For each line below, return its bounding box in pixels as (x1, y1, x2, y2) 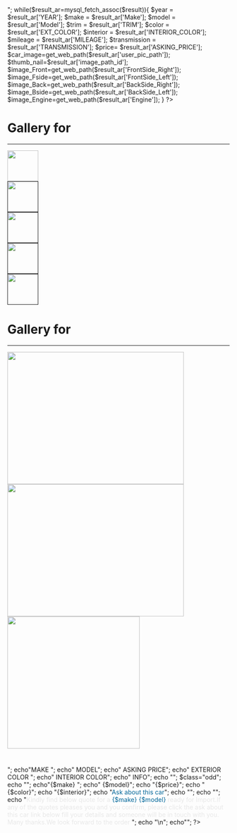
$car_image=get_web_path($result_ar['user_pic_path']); (7, 51, 171, 59)
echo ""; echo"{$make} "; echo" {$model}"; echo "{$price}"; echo (7, 781, 201, 789)
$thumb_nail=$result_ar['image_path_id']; (7, 58, 128, 66)
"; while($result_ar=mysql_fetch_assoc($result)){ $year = (7, 6, 174, 13)
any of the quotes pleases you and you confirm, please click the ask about (7, 803, 224, 812)
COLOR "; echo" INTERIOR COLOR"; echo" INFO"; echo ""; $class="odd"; (7, 773, 221, 782)
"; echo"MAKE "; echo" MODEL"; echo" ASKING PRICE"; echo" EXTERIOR (7, 765, 221, 774)
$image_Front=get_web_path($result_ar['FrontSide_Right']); (7, 66, 181, 73)
